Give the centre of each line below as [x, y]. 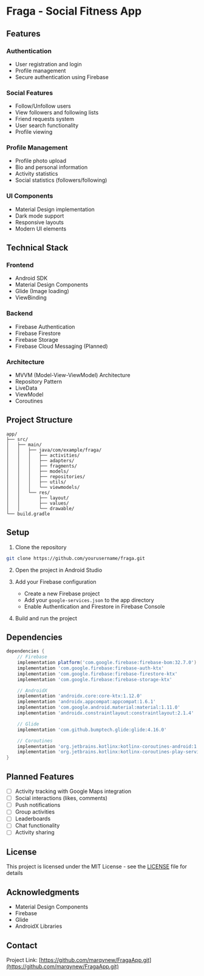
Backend [20, 313]
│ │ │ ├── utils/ [36, 482]
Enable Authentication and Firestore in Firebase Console [94, 606]
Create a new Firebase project [62, 594]
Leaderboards [33, 819]
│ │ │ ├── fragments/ [42, 466]
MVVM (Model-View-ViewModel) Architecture [73, 375]
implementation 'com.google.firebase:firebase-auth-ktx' [91, 668]
